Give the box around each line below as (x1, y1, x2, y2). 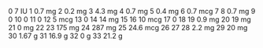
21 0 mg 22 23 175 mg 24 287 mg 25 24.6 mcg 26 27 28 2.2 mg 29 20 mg (8, 23, 248, 32)
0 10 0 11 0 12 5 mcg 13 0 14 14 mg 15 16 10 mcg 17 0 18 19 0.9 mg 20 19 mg (8, 15, 252, 24)
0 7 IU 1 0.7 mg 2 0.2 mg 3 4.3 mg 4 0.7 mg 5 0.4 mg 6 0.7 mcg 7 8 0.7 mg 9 (8, 7, 256, 15)
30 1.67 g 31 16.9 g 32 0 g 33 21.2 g (8, 31, 124, 40)
